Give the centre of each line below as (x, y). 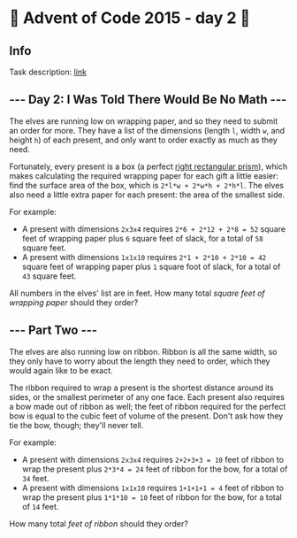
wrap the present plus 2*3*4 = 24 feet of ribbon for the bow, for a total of (155, 469)
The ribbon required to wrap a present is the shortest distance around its (141, 388)
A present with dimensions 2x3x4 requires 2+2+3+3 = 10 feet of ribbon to (153, 459)
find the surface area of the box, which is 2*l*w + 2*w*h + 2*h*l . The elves (147, 185)
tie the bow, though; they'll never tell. (76, 425)
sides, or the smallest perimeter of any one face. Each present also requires (147, 396)
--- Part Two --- (53, 330)
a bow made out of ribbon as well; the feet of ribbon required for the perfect (148, 406)
